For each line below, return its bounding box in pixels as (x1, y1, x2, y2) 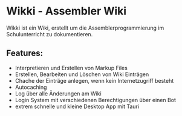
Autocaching (15, 83, 47, 91)
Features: (6, 48, 44, 59)
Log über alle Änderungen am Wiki (15, 89, 102, 97)
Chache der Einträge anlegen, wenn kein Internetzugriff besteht (15, 77, 174, 84)
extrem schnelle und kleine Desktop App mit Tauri (15, 103, 140, 110)
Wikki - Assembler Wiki (6, 4, 127, 18)
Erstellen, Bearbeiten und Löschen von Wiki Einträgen (15, 71, 149, 78)
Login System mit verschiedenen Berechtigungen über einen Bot (15, 96, 177, 103)
